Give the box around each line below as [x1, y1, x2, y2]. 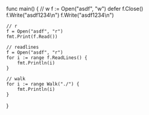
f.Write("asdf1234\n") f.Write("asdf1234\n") [6, 11, 115, 19]
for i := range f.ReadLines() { [6, 55, 87, 61]
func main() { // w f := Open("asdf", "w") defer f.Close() [6, 5, 144, 12]
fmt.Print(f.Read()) [6, 34, 59, 40]
